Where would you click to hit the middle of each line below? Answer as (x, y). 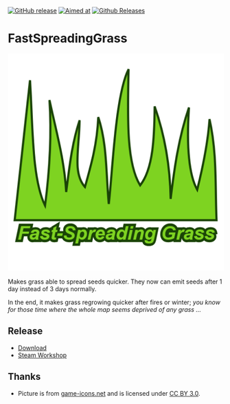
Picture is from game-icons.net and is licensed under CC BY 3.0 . (109, 393)
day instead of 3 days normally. (52, 288)
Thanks (24, 377)
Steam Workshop (42, 355)
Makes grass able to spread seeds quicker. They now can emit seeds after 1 (115, 281)
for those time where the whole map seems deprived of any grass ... (105, 309)
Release (25, 331)
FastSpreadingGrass (68, 39)
